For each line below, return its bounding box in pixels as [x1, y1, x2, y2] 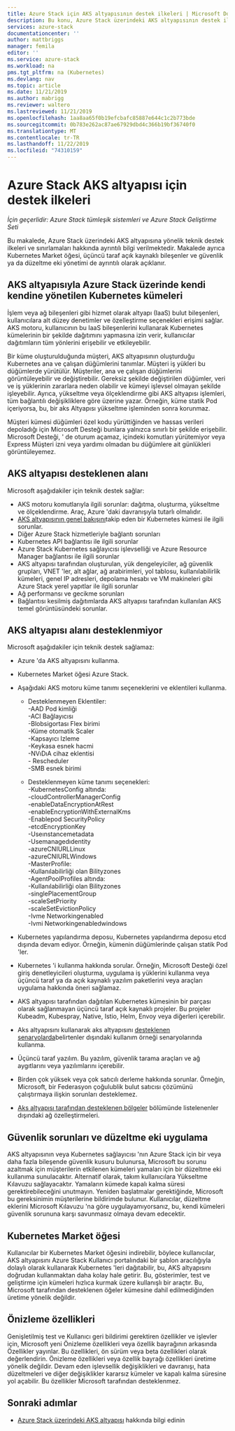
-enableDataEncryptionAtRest [27, 800, 114, 809]
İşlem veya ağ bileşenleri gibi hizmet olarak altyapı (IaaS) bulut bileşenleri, [7, 308, 220, 317]
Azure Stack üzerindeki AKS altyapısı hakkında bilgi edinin [17, 1416, 185, 1424]
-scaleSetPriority [27, 897, 77, 905]
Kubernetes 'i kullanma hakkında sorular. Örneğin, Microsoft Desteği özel [17, 961, 228, 970]
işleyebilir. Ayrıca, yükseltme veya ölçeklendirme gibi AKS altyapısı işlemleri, [7, 389, 226, 397]
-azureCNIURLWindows [27, 852, 97, 861]
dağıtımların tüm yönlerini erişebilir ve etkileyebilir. [7, 338, 152, 347]
